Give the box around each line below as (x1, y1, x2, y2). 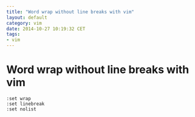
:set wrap (6, 95, 32, 101)
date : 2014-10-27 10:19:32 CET (6, 25, 86, 32)
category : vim (6, 20, 43, 26)
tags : (6, 31, 20, 37)
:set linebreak (6, 101, 45, 107)
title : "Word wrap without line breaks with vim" (6, 8, 135, 15)
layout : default (6, 14, 47, 21)
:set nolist (6, 106, 36, 112)
